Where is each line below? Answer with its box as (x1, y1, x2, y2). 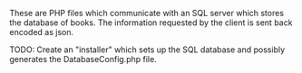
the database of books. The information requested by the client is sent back (9, 17, 293, 28)
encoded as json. (9, 27, 74, 37)
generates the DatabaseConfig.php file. (9, 54, 157, 64)
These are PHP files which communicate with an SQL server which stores (9, 8, 284, 18)
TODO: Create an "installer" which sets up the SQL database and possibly (9, 44, 286, 55)
